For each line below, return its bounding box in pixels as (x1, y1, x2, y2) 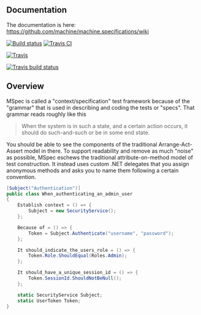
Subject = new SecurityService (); (28, 208, 116, 214)
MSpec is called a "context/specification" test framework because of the (6, 97, 190, 105)
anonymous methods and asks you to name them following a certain (6, 167, 179, 174)
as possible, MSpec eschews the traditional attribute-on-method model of (6, 153, 194, 161)
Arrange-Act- (158, 140, 193, 148)
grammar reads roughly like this (6, 110, 87, 118)
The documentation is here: (6, 21, 76, 28)
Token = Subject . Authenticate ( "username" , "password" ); (28, 230, 174, 237)
